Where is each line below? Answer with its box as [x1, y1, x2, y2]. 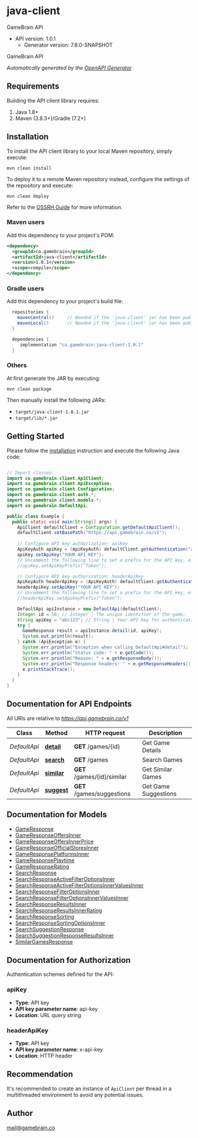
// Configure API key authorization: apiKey [17, 541, 128, 547]
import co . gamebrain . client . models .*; [6, 497, 102, 503]
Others [6, 361, 27, 369]
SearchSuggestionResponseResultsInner [15, 932, 114, 939]
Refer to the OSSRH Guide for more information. [6, 204, 123, 211]
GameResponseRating [15, 863, 69, 870]
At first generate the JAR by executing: [6, 375, 100, 382]
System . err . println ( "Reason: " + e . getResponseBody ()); [22, 655, 162, 661]
